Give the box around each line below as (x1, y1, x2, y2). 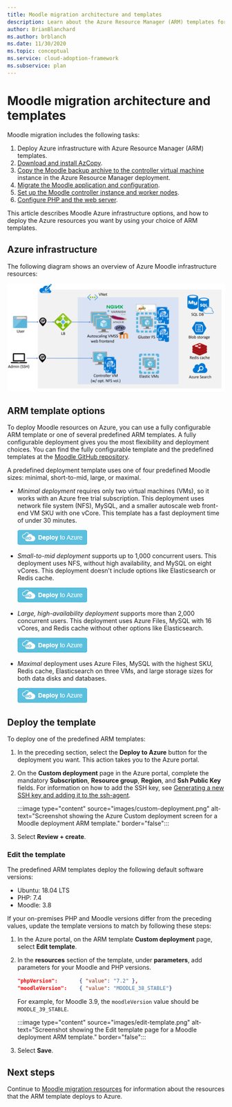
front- (202, 502, 219, 510)
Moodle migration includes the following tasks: (7, 130, 140, 138)
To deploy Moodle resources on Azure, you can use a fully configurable (7, 423, 211, 432)
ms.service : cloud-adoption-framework (7, 55, 119, 62)
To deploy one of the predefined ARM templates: (7, 735, 146, 744)
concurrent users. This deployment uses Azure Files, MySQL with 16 (17, 617, 212, 625)
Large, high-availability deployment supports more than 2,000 (17, 609, 195, 618)
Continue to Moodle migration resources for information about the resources (7, 1085, 225, 1093)
